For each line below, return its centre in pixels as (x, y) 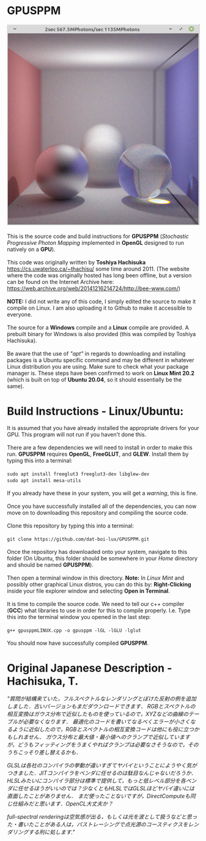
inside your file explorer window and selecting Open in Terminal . (89, 591)
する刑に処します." (51, 832)
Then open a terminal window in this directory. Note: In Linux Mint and (96, 578)
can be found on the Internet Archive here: (61, 282)
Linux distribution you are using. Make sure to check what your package (98, 367)
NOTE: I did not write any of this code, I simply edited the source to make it (101, 302)
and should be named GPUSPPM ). (50, 565)
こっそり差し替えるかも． (50, 753)
